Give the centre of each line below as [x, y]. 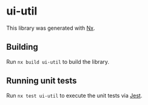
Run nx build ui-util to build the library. [58, 61]
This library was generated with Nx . [51, 28]
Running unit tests [42, 81]
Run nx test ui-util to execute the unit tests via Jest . [74, 95]
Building [22, 47]
